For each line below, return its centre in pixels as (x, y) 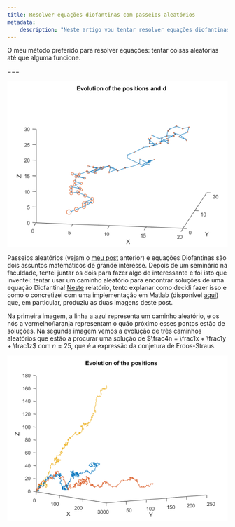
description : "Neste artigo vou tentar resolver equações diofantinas (125, 29)
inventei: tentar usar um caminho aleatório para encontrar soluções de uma (116, 280)
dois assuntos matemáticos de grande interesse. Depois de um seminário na (117, 266)
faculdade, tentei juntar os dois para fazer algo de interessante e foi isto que (117, 273)
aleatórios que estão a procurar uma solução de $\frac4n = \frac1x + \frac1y (116, 338)
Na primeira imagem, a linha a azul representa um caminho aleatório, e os (113, 316)
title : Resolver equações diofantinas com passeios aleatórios (101, 15)
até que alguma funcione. (44, 58)
